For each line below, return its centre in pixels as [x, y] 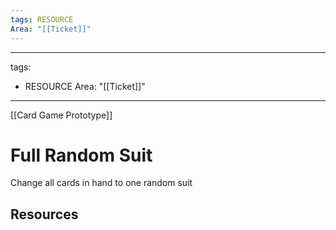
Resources [44, 214]
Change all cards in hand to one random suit [101, 183]
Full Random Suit [81, 155]
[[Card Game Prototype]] [61, 115]
